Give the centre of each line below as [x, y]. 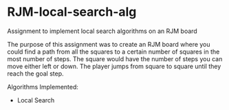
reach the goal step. [35, 74]
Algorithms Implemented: [43, 87]
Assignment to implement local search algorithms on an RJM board [102, 31]
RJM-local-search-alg [72, 12]
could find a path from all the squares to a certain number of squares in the [113, 52]
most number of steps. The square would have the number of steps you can [115, 58]
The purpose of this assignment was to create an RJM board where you [109, 44]
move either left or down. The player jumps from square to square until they [114, 66]
